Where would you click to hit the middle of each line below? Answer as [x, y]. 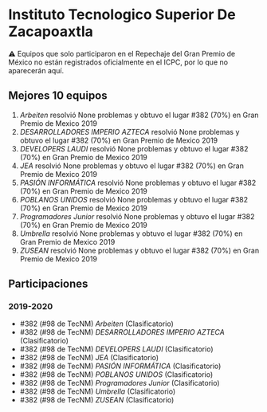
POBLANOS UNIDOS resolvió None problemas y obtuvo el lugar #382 [134, 199]
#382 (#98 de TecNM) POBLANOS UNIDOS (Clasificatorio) [116, 375]
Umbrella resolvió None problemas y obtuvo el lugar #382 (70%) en [131, 233]
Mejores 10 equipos [58, 96]
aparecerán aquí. [36, 70]
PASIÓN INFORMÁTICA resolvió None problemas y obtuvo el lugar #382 [138, 182]
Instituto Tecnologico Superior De [122, 15]
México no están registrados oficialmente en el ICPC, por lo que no [118, 62]
